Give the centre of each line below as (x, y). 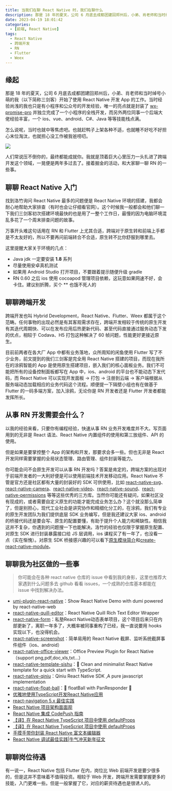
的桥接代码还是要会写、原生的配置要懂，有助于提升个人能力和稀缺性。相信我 (86, 520)
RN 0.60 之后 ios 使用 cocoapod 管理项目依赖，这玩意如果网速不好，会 (88, 278)
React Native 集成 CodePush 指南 (48, 713)
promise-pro (18, 112)
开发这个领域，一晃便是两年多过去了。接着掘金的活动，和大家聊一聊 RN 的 (84, 163)
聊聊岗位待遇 (26, 757)
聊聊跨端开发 (26, 303)
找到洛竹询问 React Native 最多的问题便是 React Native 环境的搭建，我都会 (84, 200)
